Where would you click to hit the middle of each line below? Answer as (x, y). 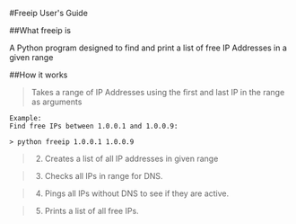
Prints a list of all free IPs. (91, 211)
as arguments (57, 102)
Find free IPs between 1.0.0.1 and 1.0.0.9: (94, 126)
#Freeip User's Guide (48, 13)
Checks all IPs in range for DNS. (104, 176)
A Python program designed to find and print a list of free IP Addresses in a (148, 48)
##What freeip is (40, 30)
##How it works (39, 75)
